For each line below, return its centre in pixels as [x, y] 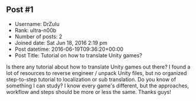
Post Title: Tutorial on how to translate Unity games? [78, 55]
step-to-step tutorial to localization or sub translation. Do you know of [91, 79]
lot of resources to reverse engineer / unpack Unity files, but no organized [97, 73]
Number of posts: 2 [38, 36]
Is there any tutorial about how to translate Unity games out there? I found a [98, 67]
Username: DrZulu [37, 24]
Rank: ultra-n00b [36, 30]
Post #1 [20, 10]
